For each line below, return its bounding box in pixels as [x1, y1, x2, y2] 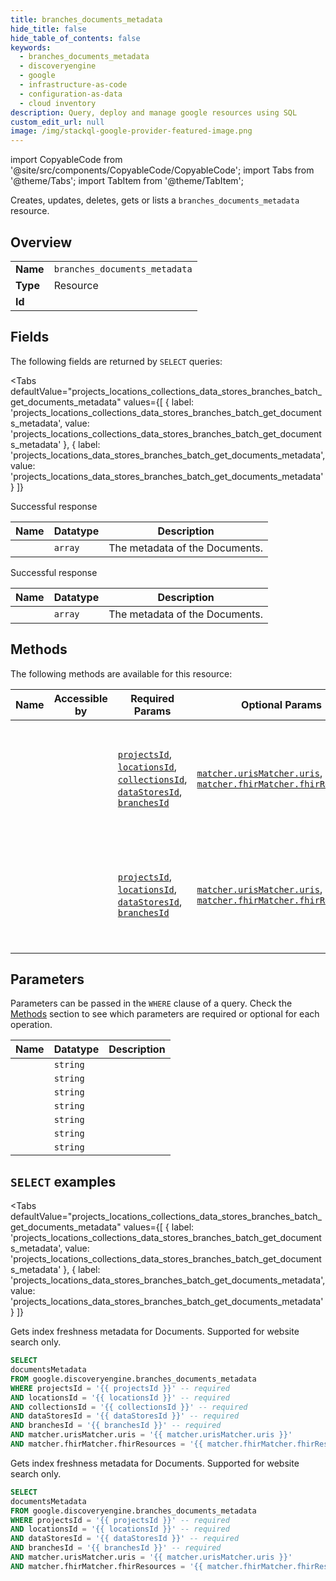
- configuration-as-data [19, 89, 123, 99]
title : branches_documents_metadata [10, 14, 163, 25]
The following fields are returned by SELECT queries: [10, 355, 223, 367]
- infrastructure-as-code [19, 80, 128, 90]
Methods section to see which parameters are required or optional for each [10, 1008, 320, 1020]
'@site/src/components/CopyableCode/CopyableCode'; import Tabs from [10, 164, 315, 176]
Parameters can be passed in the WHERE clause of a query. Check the [10, 997, 293, 1010]
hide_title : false [10, 24, 87, 34]
